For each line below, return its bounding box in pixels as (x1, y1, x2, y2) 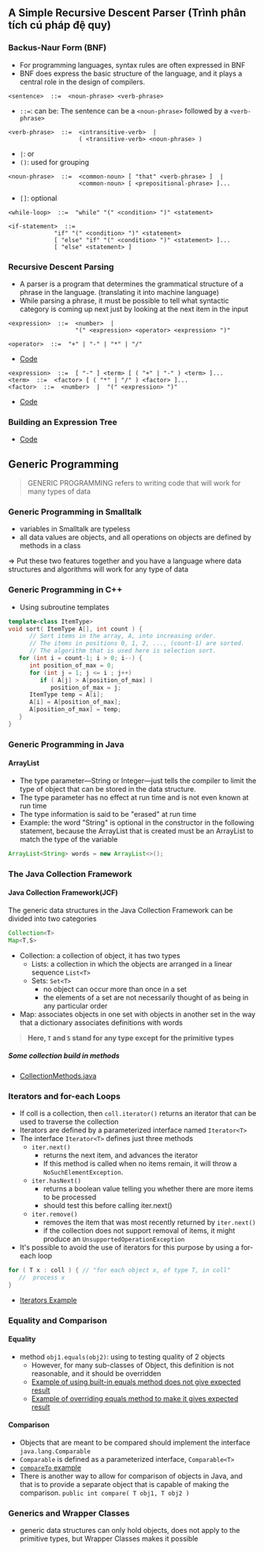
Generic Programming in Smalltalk (8, 506, 142, 517)
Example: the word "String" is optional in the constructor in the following (19, 818, 255, 827)
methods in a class (19, 541, 81, 550)
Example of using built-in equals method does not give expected (31, 1377, 241, 1386)
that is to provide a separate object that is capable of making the (19, 1479, 229, 1489)
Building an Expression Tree (8, 416, 117, 427)
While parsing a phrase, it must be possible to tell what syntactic (19, 296, 229, 305)
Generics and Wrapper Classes (8, 1508, 130, 1519)
